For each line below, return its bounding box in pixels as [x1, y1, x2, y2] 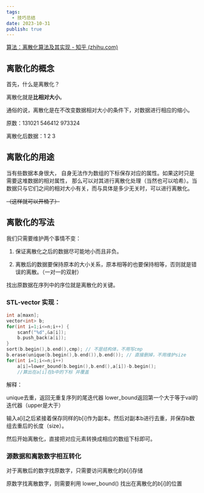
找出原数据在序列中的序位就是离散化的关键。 [6, 281, 119, 288]
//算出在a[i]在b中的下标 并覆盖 [17, 369, 90, 375]
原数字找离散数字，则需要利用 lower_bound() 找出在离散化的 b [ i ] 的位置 [6, 480, 183, 487]
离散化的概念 [6, 63, 55, 73]
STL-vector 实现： [6, 298, 61, 306]
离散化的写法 [6, 217, 55, 228]
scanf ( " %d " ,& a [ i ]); [17, 329, 67, 335]
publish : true [6, 26, 43, 32]
